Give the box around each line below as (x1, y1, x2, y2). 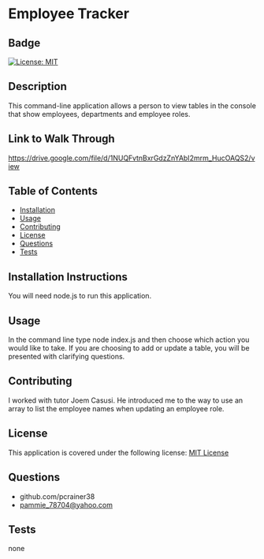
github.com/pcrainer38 (19, 491, 95, 501)
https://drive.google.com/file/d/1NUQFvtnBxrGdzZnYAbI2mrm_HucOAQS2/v (8, 153, 255, 163)
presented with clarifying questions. (8, 352, 125, 362)
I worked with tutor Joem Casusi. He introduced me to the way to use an (8, 396, 244, 405)
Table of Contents (8, 185, 99, 198)
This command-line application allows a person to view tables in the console (8, 100, 256, 111)
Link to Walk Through (8, 132, 116, 146)
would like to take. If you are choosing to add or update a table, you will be (8, 343, 250, 353)
